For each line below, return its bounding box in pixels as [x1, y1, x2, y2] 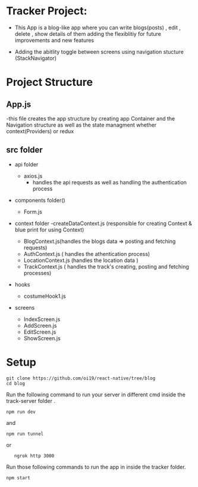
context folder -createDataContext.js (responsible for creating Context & [14, 220, 192, 227]
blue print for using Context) [14, 226, 84, 233]
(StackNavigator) [14, 54, 57, 61]
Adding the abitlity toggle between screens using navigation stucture [14, 48, 184, 55]
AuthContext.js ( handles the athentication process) [23, 250, 150, 257]
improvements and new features [14, 36, 95, 44]
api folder [14, 161, 39, 168]
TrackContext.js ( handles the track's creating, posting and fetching [23, 263, 189, 270]
